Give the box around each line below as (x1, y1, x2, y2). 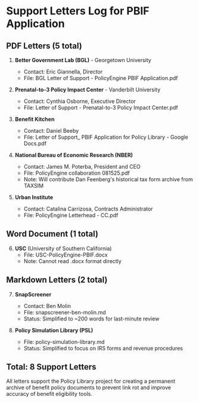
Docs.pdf (23, 140, 46, 147)
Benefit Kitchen (14, 115, 55, 123)
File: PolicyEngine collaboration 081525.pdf (23, 169, 130, 176)
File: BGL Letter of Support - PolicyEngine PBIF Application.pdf (23, 75, 178, 81)
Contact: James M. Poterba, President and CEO (23, 163, 141, 170)
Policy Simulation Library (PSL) (14, 326, 94, 334)
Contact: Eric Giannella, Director (23, 68, 103, 75)
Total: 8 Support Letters (6, 362, 97, 372)
